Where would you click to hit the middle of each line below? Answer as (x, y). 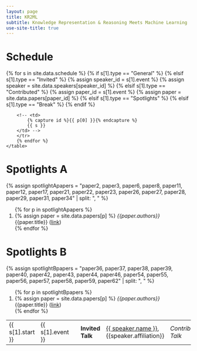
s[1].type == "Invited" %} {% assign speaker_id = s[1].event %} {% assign (95, 79)
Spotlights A (37, 170)
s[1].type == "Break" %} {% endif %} (51, 105)
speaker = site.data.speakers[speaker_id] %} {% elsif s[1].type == (86, 86)
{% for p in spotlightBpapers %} (53, 292)
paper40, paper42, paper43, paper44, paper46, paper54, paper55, (87, 275)
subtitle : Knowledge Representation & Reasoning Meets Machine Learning (97, 22)
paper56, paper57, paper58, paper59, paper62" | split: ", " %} (80, 281)
